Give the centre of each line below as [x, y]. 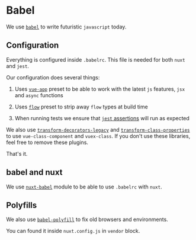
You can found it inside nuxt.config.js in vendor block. [73, 231]
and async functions [39, 95]
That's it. [17, 153]
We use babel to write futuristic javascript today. [66, 27]
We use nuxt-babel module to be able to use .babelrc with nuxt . [84, 187]
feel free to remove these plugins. [47, 142]
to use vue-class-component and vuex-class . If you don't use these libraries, [98, 136]
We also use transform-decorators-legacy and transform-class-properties [98, 129]
